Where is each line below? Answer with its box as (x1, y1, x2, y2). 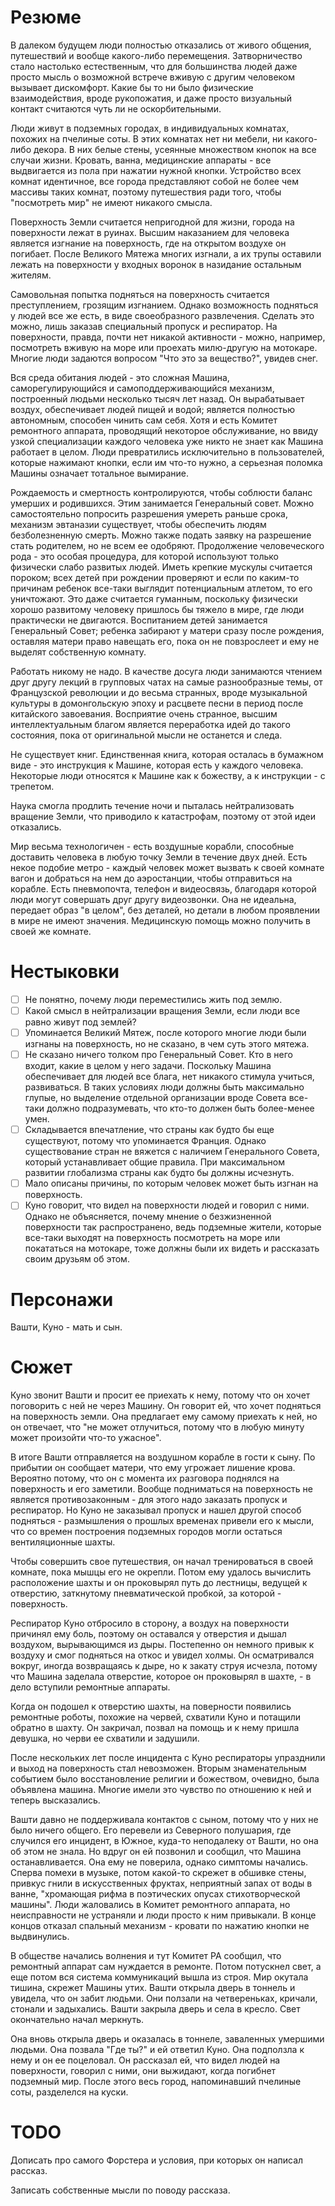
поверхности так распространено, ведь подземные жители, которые (24, 1221, 322, 1233)
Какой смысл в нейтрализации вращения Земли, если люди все (24, 1004, 301, 1016)
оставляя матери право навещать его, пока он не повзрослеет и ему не (10, 635, 320, 647)
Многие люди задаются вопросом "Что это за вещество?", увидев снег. (10, 352, 319, 364)
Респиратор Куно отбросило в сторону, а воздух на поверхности (10, 1617, 290, 1630)
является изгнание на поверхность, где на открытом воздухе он (10, 237, 287, 249)
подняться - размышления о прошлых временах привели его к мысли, (10, 1515, 315, 1527)
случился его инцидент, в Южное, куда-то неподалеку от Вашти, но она (10, 1835, 319, 1847)
